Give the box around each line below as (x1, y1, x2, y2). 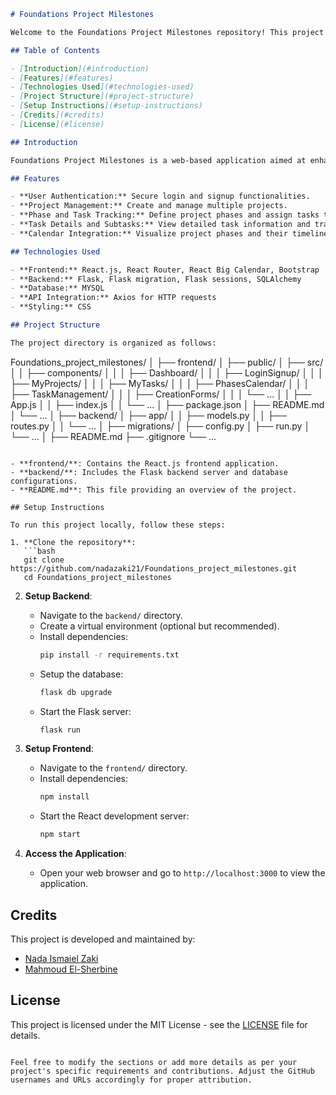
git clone (23, 555, 65, 565)
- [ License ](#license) (10, 119, 105, 129)
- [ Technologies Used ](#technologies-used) (10, 82, 195, 92)
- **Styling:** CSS (10, 302, 92, 312)
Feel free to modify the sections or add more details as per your (10, 1057, 298, 1067)
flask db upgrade (39, 687, 113, 697)
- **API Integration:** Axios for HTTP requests (10, 293, 217, 303)
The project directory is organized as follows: (10, 338, 217, 348)
